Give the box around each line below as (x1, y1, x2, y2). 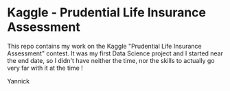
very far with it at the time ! (7, 64, 84, 72)
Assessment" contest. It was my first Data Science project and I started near (7, 49, 224, 57)
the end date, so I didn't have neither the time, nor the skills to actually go (7, 56, 215, 64)
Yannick (7, 77, 30, 85)
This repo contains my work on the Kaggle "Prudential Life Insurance (7, 42, 202, 50)
